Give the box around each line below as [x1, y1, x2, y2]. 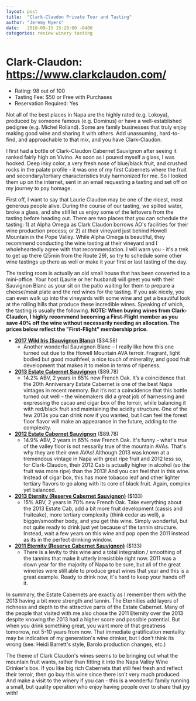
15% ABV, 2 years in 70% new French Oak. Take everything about [23, 499, 182, 506]
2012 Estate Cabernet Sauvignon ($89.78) [14, 430, 119, 437]
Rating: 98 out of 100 [14, 87, 66, 94]
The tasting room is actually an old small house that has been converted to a [6, 270, 190, 277]
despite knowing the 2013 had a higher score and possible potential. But [6, 616, 180, 623]
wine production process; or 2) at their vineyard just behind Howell [6, 227, 167, 234]
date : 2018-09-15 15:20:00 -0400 [6, 25, 93, 31]
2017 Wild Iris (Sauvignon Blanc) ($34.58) [14, 337, 118, 344]
